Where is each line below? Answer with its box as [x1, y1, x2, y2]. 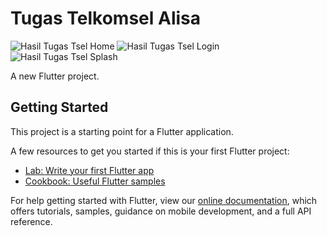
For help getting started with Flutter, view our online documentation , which [10, 194, 318, 206]
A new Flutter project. [10, 70, 100, 82]
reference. [10, 215, 53, 227]
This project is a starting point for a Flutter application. [10, 125, 234, 137]
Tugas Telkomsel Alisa [10, 7, 202, 30]
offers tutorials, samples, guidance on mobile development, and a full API [10, 205, 312, 217]
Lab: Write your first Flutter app [24, 164, 155, 176]
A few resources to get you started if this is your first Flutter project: [10, 145, 290, 157]
